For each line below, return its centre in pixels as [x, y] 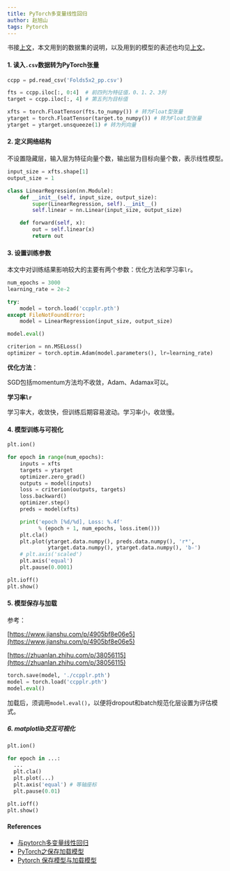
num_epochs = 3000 [34, 283]
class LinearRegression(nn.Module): [60, 191]
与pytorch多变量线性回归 [53, 843]
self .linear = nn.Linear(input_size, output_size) [107, 211]
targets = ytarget [46, 470]
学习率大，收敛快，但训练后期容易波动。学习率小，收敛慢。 [93, 412]
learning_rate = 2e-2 [39, 289]
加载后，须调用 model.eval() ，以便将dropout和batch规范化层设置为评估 [110, 702]
